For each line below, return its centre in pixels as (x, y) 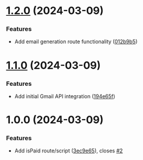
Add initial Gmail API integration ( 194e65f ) (65, 96)
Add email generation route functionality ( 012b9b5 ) (76, 41)
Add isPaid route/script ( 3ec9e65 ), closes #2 (69, 151)
